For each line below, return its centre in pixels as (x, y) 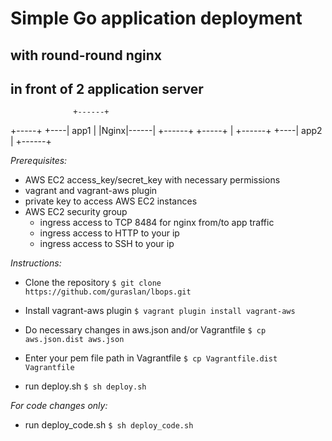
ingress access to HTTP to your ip (109, 233)
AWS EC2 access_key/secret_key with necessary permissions (152, 180)
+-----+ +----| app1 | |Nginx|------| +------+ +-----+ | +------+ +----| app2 (166, 131)
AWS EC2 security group (76, 212)
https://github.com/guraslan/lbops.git (108, 292)
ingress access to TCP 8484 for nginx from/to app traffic (157, 223)
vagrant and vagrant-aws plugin (91, 191)
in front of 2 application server (107, 88)
